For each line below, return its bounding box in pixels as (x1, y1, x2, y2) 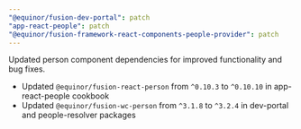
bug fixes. (8, 64, 46, 74)
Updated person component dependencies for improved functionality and (8, 55, 283, 65)
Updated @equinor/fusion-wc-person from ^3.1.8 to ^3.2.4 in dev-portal (21, 100, 289, 111)
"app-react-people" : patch (8, 21, 110, 30)
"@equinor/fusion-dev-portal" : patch (8, 13, 150, 22)
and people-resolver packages (21, 109, 136, 121)
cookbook (71, 90, 110, 101)
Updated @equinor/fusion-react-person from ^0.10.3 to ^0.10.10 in (21, 82, 272, 92)
